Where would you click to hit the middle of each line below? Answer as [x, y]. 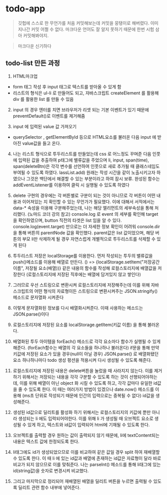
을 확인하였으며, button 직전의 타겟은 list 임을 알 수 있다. [67, 220]
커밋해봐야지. [36, 35]
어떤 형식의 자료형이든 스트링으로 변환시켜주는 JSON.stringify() [96, 291]
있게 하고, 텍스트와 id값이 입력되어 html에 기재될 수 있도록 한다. [89, 424]
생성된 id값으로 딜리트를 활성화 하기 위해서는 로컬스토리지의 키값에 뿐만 [82, 412]
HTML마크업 [25, 76]
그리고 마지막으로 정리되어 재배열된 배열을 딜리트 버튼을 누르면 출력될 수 [83, 481]
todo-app [25, 9]
